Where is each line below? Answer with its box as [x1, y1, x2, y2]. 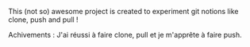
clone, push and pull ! [8, 15, 79, 24]
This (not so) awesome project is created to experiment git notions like [8, 7, 239, 16]
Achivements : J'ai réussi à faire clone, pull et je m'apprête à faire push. [8, 31, 242, 39]
